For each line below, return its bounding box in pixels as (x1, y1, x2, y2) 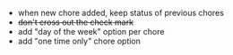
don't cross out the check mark (17, 17, 134, 27)
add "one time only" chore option (17, 35, 142, 46)
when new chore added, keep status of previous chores (17, 8, 224, 18)
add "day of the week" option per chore (17, 27, 165, 36)
